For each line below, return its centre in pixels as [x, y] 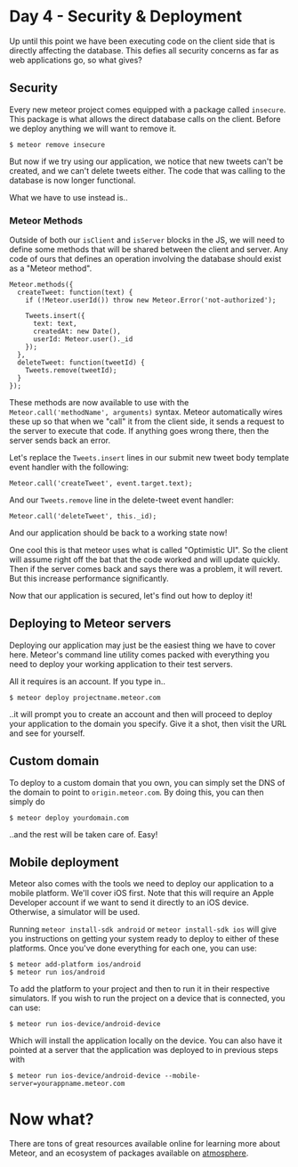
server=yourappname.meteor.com [67, 1084]
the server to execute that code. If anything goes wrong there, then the [139, 431]
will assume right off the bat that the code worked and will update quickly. [145, 559]
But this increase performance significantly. [89, 579]
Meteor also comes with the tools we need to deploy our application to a [141, 884]
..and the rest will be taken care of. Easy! [84, 834]
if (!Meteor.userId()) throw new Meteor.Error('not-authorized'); [151, 300]
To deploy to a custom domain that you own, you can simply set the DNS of [147, 782]
